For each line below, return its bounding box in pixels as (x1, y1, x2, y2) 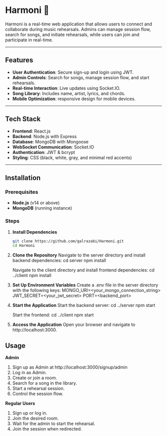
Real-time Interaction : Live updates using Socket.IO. (12, 85, 121, 91)
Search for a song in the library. (12, 380, 77, 386)
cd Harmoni (12, 243, 35, 248)
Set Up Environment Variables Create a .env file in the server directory (12, 282, 159, 288)
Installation (5, 173, 41, 182)
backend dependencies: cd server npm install (12, 258, 106, 264)
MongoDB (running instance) (12, 205, 73, 211)
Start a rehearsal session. (12, 386, 65, 392)
